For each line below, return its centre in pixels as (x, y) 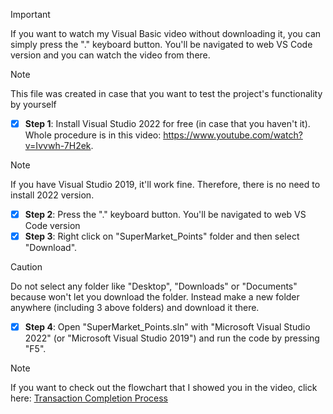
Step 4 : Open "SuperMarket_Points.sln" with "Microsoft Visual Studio (167, 327)
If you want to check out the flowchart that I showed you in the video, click (164, 388)
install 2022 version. (52, 195)
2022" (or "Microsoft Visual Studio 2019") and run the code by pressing (172, 338)
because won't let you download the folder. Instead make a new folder (155, 297)
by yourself (33, 104)
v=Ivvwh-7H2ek (58, 146)
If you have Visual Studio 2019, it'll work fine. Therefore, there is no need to (165, 185)
